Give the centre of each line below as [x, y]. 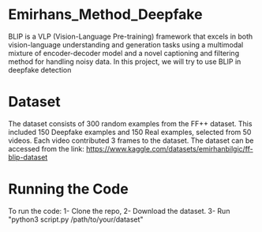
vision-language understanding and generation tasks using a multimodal [126, 44]
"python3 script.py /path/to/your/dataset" [76, 219]
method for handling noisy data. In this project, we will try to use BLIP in [125, 62]
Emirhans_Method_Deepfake [105, 15]
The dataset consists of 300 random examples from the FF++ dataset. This [130, 123]
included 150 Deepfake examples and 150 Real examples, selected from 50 [130, 132]
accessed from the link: [47, 148]
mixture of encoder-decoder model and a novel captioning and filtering [124, 53]
